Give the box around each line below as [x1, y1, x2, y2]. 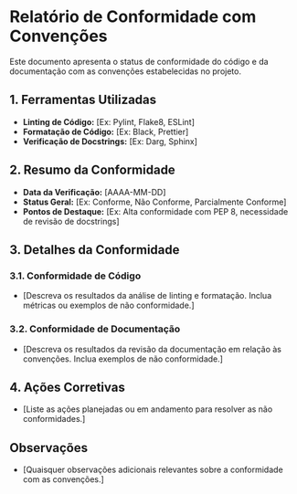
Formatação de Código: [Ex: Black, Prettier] [22, 126, 189, 137]
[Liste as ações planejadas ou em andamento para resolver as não [22, 404, 273, 415]
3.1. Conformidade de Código [9, 269, 142, 282]
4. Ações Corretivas [9, 379, 125, 394]
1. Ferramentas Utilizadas [9, 92, 157, 108]
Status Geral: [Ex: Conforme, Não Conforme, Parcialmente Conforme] [22, 196, 287, 207]
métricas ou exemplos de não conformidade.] [22, 300, 195, 311]
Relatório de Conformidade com [9, 6, 257, 27]
